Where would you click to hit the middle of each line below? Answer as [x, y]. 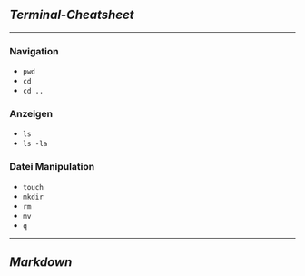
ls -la [35, 144]
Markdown [41, 262]
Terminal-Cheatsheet [72, 15]
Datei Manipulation [52, 167]
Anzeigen [31, 114]
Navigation [34, 51]
